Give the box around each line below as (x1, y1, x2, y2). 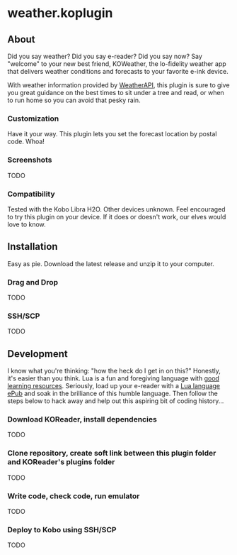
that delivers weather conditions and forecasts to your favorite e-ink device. (7, 67, 229, 75)
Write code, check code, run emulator (7, 491, 140, 501)
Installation (7, 241, 58, 253)
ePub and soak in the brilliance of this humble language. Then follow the (7, 389, 218, 398)
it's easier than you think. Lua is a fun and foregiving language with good (7, 374, 219, 383)
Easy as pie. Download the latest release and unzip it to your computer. (7, 259, 214, 268)
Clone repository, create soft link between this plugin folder (7, 449, 216, 458)
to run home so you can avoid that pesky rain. (7, 96, 141, 104)
